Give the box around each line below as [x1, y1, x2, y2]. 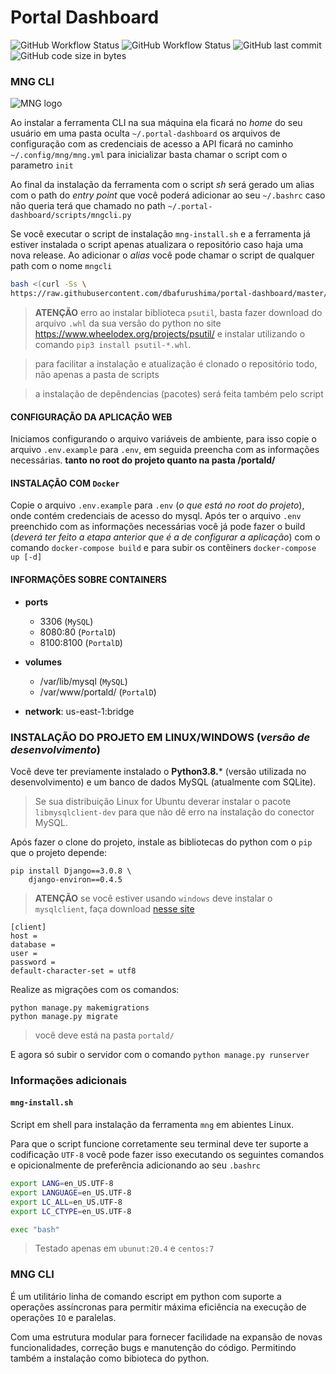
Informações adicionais [10, 1073, 128, 1087]
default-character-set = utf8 [10, 966, 137, 976]
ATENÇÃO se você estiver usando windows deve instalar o [34, 892, 273, 904]
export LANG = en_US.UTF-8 [10, 1179, 114, 1189]
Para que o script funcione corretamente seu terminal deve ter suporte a [10, 1138, 309, 1150]
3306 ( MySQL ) [39, 615, 94, 627]
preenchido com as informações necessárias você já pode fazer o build [10, 521, 306, 533]
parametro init [10, 159, 74, 171]
